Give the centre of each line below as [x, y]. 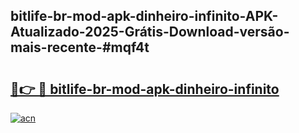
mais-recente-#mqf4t [80, 47]
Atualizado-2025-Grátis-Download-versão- [150, 32]
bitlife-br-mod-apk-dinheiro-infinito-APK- [144, 16]
